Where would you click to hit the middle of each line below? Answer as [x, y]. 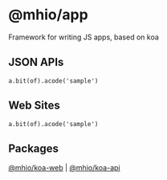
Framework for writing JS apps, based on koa [83, 37]
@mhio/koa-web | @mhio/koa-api [64, 168]
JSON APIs [36, 62]
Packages [33, 148]
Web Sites [34, 106]
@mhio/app [48, 15]
